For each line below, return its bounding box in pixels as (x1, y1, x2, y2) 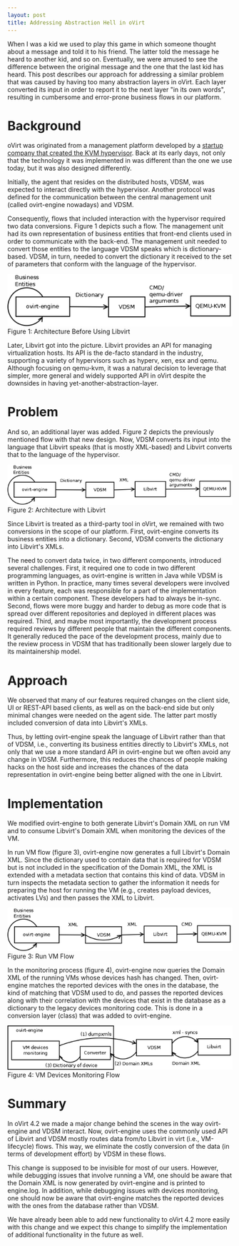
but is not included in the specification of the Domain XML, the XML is (7, 863, 213, 872)
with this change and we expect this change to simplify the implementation (7, 1222, 228, 1231)
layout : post (7, 11, 46, 19)
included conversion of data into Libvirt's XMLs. (7, 718, 148, 728)
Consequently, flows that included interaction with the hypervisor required (7, 214, 226, 223)
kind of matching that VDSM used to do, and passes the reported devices (7, 989, 223, 998)
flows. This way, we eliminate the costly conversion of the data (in (35, 1142, 230, 1150)
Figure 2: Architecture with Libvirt (7, 506, 106, 514)
